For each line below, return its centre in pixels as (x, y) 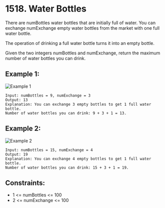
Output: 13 (17, 100)
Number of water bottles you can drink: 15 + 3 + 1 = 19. (67, 167)
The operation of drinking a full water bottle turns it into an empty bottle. (80, 43)
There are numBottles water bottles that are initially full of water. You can (80, 23)
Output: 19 (17, 154)
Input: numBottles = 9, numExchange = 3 (48, 95)
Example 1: (22, 74)
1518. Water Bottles (46, 9)
